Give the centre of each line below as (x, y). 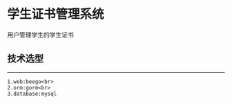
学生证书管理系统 (56, 14)
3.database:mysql (32, 94)
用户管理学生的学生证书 (40, 35)
